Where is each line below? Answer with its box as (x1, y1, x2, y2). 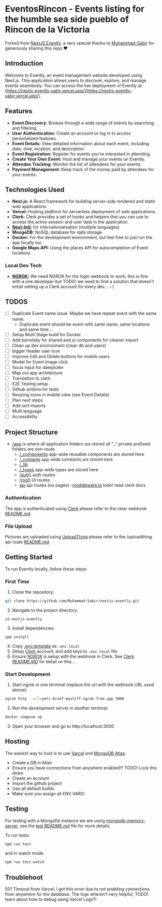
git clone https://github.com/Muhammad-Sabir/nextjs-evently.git (5, 599, 139, 603)
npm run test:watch (5, 860, 44, 865)
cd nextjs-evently (5, 616, 42, 621)
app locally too (12, 240, 42, 246)
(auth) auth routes (19, 472, 56, 478)
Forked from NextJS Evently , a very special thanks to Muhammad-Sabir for (5, 40, 155, 46)
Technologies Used (5, 186, 64, 194)
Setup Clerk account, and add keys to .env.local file (12, 648, 118, 654)
